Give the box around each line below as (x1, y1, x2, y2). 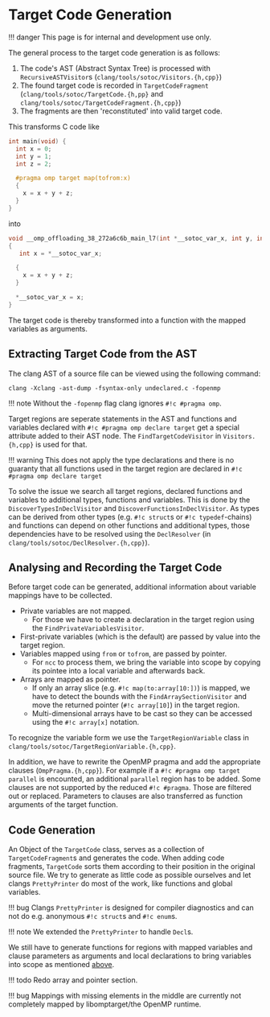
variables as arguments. (8, 323, 88, 333)
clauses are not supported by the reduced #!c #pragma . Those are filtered (8, 783, 252, 793)
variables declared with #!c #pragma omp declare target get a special (8, 422, 239, 432)
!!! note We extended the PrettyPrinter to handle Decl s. (8, 927, 194, 937)
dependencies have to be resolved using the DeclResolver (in (8, 529, 211, 538)
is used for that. (35, 439, 88, 449)
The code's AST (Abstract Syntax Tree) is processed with (19, 63, 211, 73)
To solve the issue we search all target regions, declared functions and (8, 486, 243, 496)
